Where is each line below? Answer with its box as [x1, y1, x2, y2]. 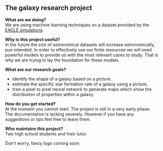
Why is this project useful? [5, 36, 60, 42]
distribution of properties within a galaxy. [12, 91, 94, 97]
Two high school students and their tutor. [5, 131, 88, 136]
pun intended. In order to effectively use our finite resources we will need [5, 47, 152, 52]
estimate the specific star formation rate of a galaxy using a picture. [12, 81, 148, 87]
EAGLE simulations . [5, 27, 44, 33]
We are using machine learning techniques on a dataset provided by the [5, 22, 149, 28]
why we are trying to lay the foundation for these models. [5, 57, 120, 63]
